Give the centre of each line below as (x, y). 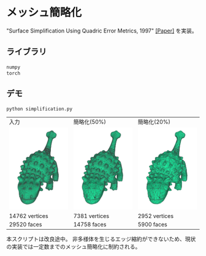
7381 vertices (91, 216)
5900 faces (152, 225)
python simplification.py (39, 109)
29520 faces (25, 225)
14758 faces (90, 225)
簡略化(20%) (154, 122)
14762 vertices (29, 216)
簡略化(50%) (90, 122)
